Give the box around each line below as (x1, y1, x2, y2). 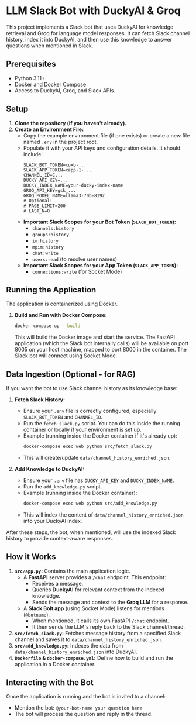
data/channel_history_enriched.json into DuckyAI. (14, 648, 137, 655)
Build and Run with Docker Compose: (14, 312, 107, 319)
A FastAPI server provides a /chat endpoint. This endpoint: (23, 573, 166, 580)
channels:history (32, 225, 74, 232)
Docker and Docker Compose (14, 81, 87, 88)
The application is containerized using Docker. (6, 300, 118, 308)
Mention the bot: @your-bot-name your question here (14, 704, 143, 711)
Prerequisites (6, 59, 56, 69)
